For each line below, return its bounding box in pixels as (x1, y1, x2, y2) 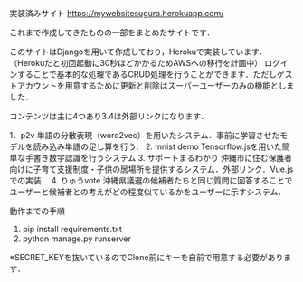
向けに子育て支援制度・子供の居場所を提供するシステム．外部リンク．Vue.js (9, 164, 294, 174)
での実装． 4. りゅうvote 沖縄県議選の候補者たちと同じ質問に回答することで (9, 175, 293, 185)
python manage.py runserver (22, 233, 131, 244)
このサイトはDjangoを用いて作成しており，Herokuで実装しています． (9, 46, 268, 57)
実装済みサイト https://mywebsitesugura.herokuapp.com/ (9, 8, 224, 18)
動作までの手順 (9, 206, 65, 216)
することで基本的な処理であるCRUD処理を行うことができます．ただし (16, 69, 278, 80)
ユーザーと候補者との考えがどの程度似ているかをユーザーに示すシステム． (9, 186, 287, 197)
